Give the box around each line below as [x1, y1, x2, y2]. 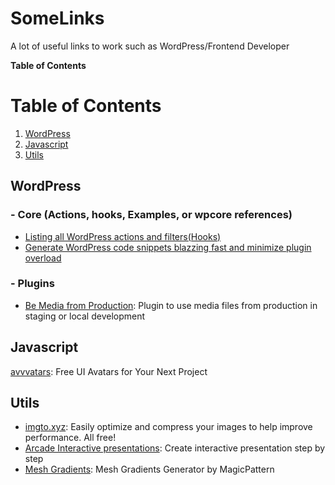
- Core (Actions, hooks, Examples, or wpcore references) [10, 208, 293, 222]
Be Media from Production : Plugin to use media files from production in [24, 299, 318, 311]
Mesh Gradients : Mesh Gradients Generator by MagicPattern [24, 463, 275, 476]
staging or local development [24, 310, 146, 322]
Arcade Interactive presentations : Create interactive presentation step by [24, 442, 326, 454]
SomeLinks [10, 7, 105, 30]
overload [24, 252, 62, 264]
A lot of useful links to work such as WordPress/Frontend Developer [10, 40, 290, 52]
